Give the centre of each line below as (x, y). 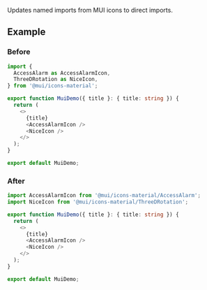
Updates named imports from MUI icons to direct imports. (90, 10)
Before (19, 52)
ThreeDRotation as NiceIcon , (56, 80)
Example (26, 32)
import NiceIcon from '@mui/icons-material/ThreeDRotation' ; (98, 202)
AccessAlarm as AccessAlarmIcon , (62, 73)
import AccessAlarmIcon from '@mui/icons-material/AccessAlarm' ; (104, 196)
